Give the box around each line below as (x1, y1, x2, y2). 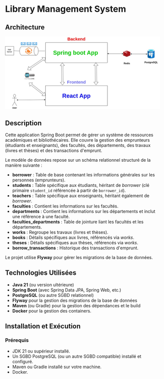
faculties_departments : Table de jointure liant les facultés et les (12, 219, 144, 225)
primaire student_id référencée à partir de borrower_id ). (12, 188, 126, 194)
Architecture (5, 23, 45, 31)
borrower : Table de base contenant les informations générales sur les (12, 172, 155, 178)
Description (5, 119, 42, 127)
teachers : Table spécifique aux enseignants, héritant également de (12, 193, 150, 199)
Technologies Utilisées (5, 269, 77, 277)
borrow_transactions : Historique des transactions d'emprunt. (12, 245, 139, 251)
